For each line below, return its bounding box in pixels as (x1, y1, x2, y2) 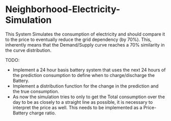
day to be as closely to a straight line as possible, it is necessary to (12, 99, 153, 105)
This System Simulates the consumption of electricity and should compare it (5, 31, 165, 37)
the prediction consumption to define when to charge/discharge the (12, 72, 155, 78)
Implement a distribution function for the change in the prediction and (12, 83, 159, 89)
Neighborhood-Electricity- (5, 4, 121, 15)
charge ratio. (29, 110, 56, 116)
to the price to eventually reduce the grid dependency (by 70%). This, (5, 36, 152, 43)
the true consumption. (12, 88, 60, 94)
